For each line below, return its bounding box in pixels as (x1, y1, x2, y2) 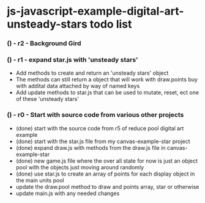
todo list (89, 17, 132, 31)
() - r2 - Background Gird (7, 39, 81, 48)
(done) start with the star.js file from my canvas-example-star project (15, 138, 190, 145)
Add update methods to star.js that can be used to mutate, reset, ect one (15, 89, 199, 96)
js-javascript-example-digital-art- (7, 4, 184, 18)
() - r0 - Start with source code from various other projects (7, 111, 184, 119)
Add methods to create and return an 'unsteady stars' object (15, 69, 169, 77)
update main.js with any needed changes (15, 190, 120, 197)
